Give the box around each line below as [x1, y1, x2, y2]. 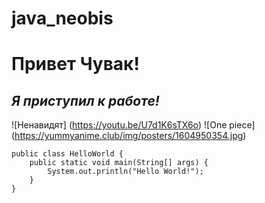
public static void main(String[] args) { [29, 158, 209, 168]
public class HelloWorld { [11, 149, 124, 159]
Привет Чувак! [11, 53, 140, 76]
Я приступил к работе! [11, 92, 160, 109]
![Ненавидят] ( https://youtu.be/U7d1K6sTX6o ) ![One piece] [11, 119, 256, 131]
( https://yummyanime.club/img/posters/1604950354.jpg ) [11, 130, 247, 142]
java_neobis [11, 7, 114, 30]
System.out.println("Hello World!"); [47, 167, 204, 177]
